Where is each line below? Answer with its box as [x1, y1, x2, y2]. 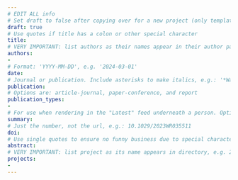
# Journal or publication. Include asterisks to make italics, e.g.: [7, 76, 217, 84]
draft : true [7, 23, 42, 30]
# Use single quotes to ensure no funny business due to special [7, 135, 204, 142]
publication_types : [7, 96, 65, 103]
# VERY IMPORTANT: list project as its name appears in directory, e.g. [7, 149, 227, 156]
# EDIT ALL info [7, 10, 55, 18]
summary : [7, 116, 33, 123]
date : [7, 69, 23, 77]
